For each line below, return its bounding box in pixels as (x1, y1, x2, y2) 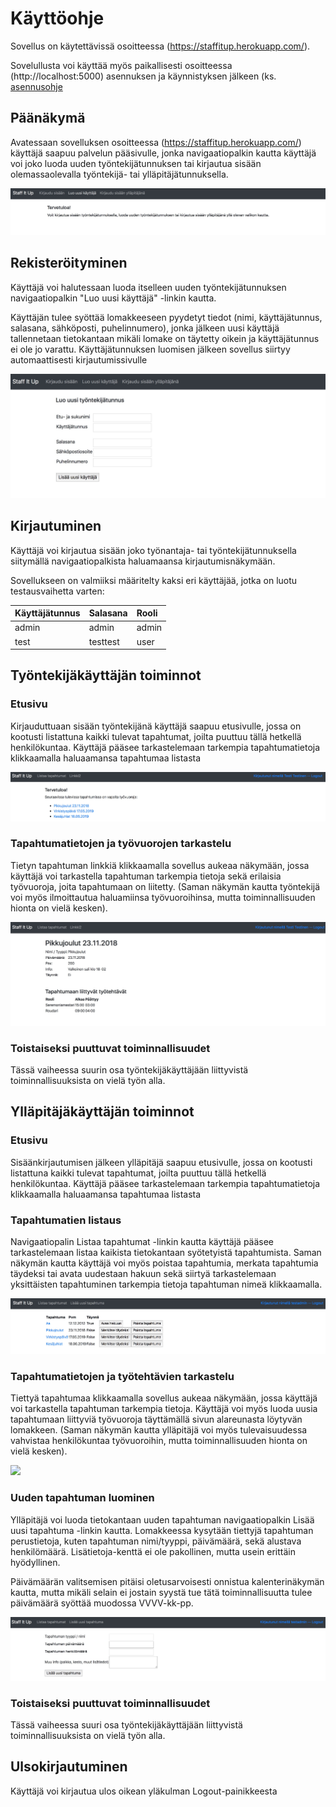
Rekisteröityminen (10, 255, 128, 272)
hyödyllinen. (10, 1556, 61, 1568)
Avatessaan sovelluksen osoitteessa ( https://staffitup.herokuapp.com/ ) (10, 136, 302, 148)
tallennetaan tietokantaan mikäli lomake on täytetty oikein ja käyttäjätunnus (10, 332, 320, 344)
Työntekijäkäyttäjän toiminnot (10, 667, 202, 684)
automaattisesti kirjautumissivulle (10, 353, 148, 366)
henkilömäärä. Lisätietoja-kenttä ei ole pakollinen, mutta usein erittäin (10, 1545, 296, 1557)
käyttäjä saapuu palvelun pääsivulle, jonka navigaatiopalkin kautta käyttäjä (10, 147, 317, 159)
